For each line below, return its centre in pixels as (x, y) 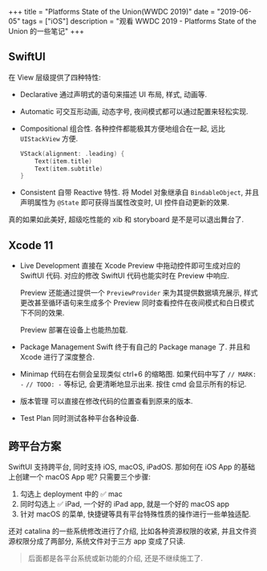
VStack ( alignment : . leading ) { (72, 153)
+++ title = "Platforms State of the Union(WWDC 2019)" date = (112, 12)
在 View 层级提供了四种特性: (55, 77)
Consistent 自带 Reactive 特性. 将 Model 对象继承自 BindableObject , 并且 (139, 193)
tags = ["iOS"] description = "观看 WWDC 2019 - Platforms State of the (139, 21)
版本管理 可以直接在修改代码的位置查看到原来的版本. (106, 402)
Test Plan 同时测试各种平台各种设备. (79, 418)
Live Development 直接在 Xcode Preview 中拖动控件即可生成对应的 (130, 266)
